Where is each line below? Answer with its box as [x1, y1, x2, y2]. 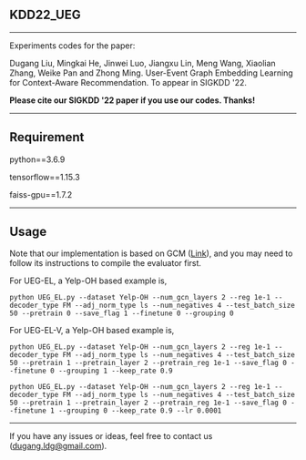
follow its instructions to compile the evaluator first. [9, 258, 202, 269]
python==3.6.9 [9, 154, 66, 165]
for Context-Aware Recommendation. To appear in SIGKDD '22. [9, 77, 248, 87]
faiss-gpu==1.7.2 [9, 189, 73, 199]
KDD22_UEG [9, 7, 81, 23]
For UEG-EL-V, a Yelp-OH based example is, [9, 325, 175, 336]
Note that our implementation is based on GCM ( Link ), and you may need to [9, 248, 293, 259]
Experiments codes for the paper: [9, 40, 136, 51]
